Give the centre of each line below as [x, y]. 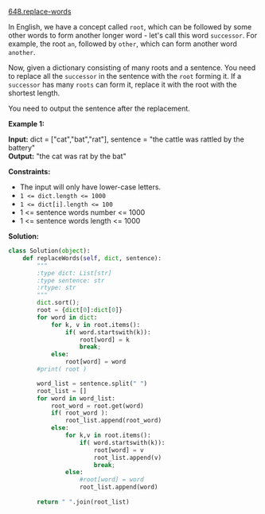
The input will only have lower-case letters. [90, 187]
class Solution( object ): [49, 251]
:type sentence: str [71, 280]
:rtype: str [57, 288]
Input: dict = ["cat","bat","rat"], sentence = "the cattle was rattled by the [126, 139]
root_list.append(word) [119, 487]
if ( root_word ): [80, 413]
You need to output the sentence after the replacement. [99, 108]
